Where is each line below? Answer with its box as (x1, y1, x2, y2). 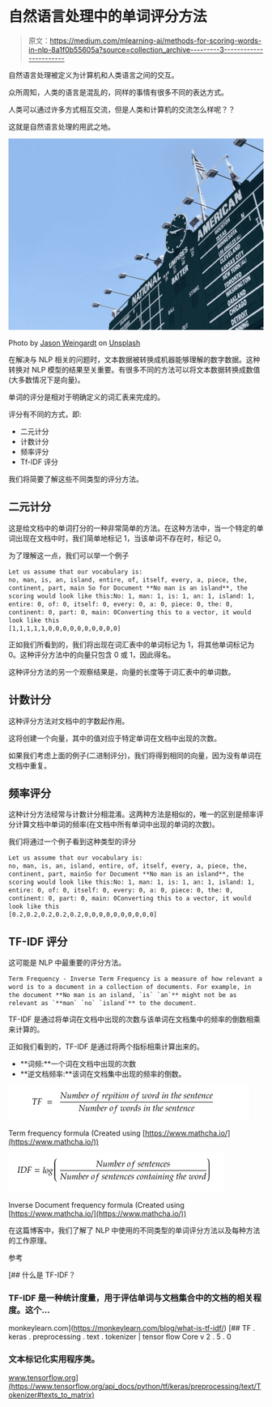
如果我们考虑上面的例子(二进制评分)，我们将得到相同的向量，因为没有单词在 (8, 750, 262, 760)
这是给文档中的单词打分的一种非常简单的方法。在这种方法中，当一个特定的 (8, 523, 257, 533)
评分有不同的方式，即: (8, 409, 83, 419)
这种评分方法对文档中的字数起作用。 (8, 716, 130, 726)
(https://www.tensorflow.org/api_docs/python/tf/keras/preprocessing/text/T (8, 1381, 261, 1391)
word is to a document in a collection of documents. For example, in (8, 983, 252, 991)
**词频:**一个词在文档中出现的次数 (19, 1059, 136, 1069)
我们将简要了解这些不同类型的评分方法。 (8, 474, 143, 484)
